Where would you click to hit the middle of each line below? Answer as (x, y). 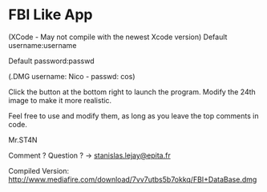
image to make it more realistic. (60, 100)
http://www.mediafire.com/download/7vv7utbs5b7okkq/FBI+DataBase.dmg (133, 179)
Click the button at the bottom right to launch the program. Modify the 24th (132, 92)
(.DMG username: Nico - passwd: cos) (72, 76)
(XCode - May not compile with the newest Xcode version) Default (118, 37)
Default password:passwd (51, 61)
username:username (42, 45)
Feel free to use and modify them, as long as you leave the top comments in (133, 116)
